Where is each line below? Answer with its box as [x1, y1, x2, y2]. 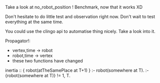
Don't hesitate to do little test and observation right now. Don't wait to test [5, 14, 156, 19]
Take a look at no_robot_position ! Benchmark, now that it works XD [5, 4, 143, 10]
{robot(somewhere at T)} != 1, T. [5, 73, 71, 78]
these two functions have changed [12, 58, 83, 63]
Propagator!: [5, 38, 31, 44]
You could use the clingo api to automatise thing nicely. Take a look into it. [5, 28, 156, 34]
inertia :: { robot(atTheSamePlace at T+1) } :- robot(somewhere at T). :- [5, 67, 149, 73]
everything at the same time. [5, 19, 63, 25]
